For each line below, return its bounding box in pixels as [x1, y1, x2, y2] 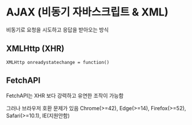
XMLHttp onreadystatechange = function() [6, 59, 110, 65]
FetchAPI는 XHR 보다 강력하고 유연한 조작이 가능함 [6, 92, 124, 99]
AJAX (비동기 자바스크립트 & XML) [6, 5, 169, 19]
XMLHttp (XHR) [6, 44, 65, 54]
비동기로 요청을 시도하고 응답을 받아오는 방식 [6, 26, 109, 33]
